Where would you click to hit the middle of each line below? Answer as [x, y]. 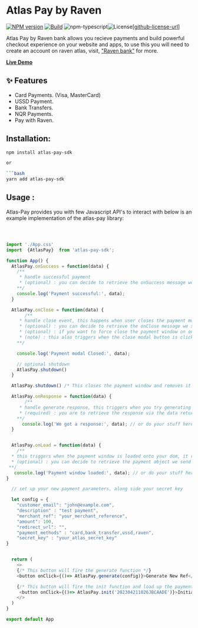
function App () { [27, 261]
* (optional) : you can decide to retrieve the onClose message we [104, 326]
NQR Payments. [34, 114]
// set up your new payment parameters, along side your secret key [97, 489]
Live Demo [19, 62]
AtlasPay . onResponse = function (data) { [62, 397]
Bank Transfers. [34, 108]
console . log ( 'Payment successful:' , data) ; [71, 293]
